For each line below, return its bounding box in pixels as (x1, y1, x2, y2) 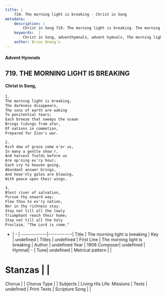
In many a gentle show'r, (5, 149, 58, 154)
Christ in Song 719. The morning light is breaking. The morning (23, 26, 161, 31)
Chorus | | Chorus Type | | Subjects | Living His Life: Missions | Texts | (5, 281, 147, 287)
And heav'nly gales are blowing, (5, 172, 74, 177)
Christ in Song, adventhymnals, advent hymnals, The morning (23, 35, 152, 40)
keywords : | (14, 30, 41, 35)
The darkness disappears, (5, 103, 58, 108)
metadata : (5, 16, 26, 21)
